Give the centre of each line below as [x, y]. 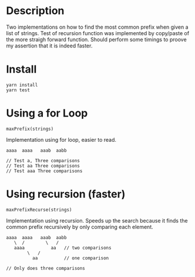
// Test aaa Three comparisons [44, 171]
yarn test [18, 90]
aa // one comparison [70, 258]
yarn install [22, 85]
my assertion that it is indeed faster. [49, 46]
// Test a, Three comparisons [43, 160]
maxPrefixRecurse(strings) [39, 210]
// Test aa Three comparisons [43, 166]
